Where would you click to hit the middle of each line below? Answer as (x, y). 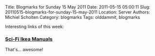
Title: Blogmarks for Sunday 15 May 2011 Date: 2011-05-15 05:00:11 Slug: (78, 7)
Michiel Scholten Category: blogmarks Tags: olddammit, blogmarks (73, 17)
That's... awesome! (24, 50)
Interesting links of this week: (35, 27)
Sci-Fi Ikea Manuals (29, 39)
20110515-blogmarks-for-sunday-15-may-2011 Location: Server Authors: (77, 12)
